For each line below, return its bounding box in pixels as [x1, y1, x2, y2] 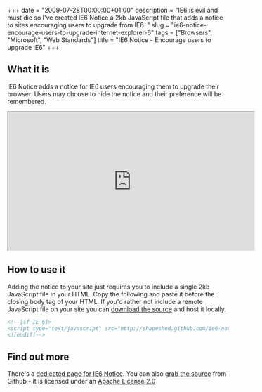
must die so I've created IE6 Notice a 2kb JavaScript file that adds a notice [7, 13, 223, 22]
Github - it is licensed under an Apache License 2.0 [7, 377, 156, 386]
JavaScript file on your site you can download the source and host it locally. [7, 305, 227, 313]
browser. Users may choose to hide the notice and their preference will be [7, 89, 222, 98]
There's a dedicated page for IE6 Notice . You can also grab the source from [7, 370, 227, 378]
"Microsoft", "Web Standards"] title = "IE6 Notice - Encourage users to [7, 36, 211, 44]
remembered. [7, 97, 47, 105]
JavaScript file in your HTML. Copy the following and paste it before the [7, 289, 215, 298]
